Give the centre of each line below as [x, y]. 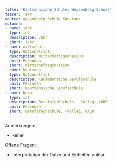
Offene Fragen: [21, 145]
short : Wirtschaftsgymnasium [40, 65]
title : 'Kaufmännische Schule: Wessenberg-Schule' [58, 10]
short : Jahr [22, 42]
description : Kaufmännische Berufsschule [53, 79]
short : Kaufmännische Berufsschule [46, 88]
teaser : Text [19, 14]
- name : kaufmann [23, 70]
